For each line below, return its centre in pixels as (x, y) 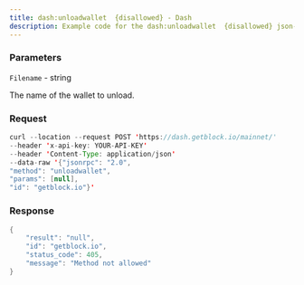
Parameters (35, 58)
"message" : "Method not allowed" (89, 263)
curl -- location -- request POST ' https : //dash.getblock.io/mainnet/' (143, 138)
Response (32, 211)
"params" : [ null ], (44, 179)
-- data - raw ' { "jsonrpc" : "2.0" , (70, 162)
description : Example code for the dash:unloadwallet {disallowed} (141, 26)
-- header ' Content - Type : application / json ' (93, 154)
